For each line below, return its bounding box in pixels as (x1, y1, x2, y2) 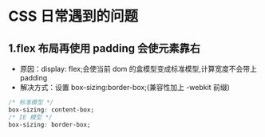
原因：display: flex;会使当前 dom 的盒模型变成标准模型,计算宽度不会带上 (19, 65, 258, 73)
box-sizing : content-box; (8, 105, 94, 114)
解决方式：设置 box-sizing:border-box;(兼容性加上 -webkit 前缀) (19, 83, 230, 92)
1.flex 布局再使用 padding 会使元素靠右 (8, 41, 201, 55)
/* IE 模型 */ (8, 113, 53, 121)
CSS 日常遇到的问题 (8, 7, 139, 25)
